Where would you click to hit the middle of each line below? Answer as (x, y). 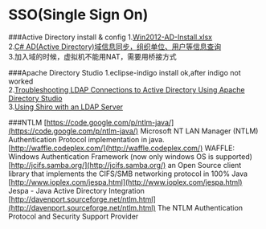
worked (21, 81)
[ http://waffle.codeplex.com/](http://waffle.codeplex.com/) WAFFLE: (122, 148)
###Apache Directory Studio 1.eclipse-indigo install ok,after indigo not (125, 72)
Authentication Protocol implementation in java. (86, 139)
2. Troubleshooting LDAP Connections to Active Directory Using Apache (127, 89)
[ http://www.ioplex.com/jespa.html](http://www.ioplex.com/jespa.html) (125, 182)
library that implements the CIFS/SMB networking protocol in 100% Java (128, 174)
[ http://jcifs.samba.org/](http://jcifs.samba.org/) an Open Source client (125, 165)
